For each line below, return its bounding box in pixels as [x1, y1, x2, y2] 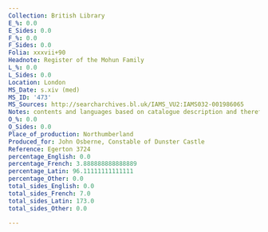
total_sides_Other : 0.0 [8, 204, 88, 212]
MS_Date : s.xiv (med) [8, 85, 81, 94]
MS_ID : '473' [8, 93, 52, 101]
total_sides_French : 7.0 [8, 189, 91, 198]
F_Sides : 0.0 [8, 41, 52, 49]
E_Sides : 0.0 [8, 26, 52, 34]
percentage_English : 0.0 [8, 152, 91, 160]
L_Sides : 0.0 [8, 71, 52, 79]
